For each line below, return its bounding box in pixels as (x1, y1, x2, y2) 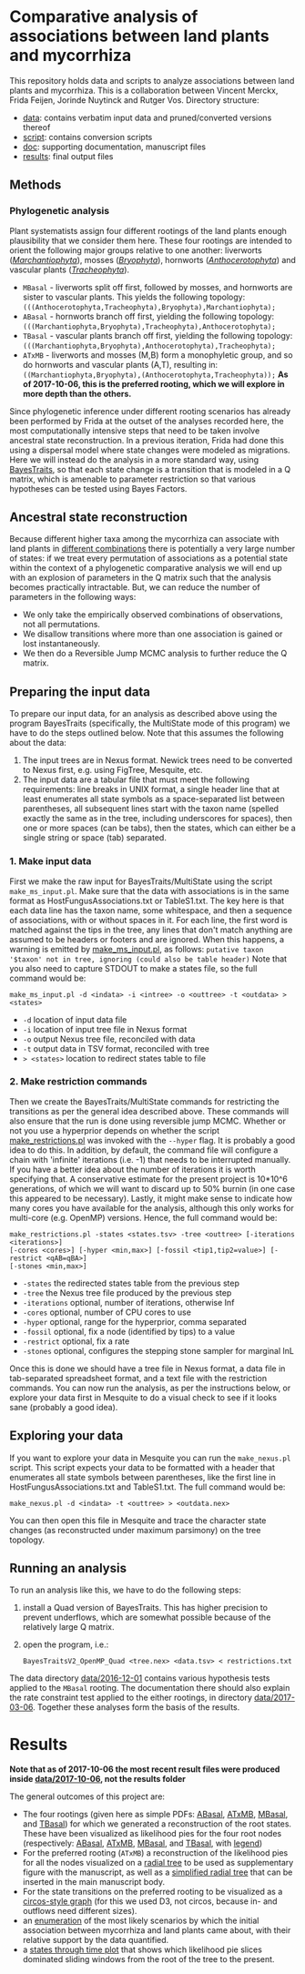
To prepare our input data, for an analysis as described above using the (9, 708, 278, 719)
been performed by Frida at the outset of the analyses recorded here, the (9, 415, 284, 426)
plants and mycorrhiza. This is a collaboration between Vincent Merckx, (9, 85, 279, 96)
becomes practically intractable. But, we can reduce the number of (9, 582, 261, 593)
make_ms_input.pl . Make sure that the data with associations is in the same (9, 885, 290, 896)
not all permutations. (22, 619, 100, 630)
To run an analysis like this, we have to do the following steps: (9, 1584, 241, 1595)
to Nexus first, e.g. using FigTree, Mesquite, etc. (22, 765, 203, 776)
